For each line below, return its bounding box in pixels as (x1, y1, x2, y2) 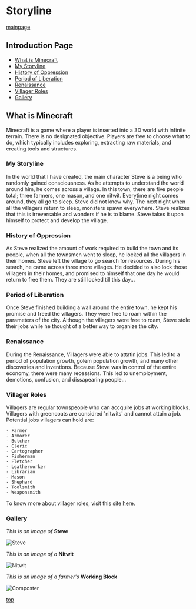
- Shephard (6, 479, 33, 486)
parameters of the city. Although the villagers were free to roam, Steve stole (6, 316, 190, 324)
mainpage (6, 24, 31, 31)
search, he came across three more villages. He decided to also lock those (6, 263, 187, 271)
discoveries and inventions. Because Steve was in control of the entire (6, 363, 177, 370)
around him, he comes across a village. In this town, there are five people (6, 185, 184, 192)
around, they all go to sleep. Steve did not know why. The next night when (6, 198, 185, 205)
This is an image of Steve (6, 528, 69, 535)
